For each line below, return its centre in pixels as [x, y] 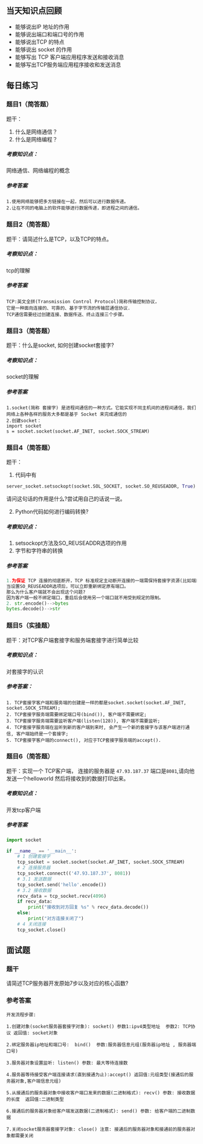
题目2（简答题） [30, 224]
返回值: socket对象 [36, 1033]
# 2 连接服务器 [34, 868]
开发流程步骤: [21, 1015]
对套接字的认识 [25, 671]
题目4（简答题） [30, 448]
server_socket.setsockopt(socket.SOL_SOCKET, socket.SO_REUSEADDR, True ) [101, 486]
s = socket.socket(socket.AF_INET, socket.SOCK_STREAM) [78, 431]
